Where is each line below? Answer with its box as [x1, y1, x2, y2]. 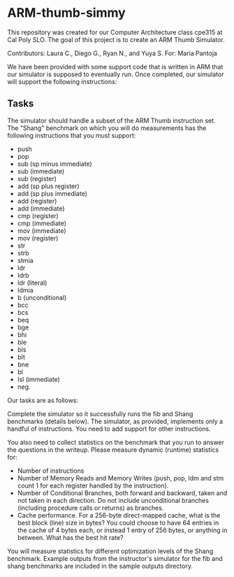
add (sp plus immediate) [17, 189, 87, 197]
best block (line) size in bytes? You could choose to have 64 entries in [17, 518, 219, 527]
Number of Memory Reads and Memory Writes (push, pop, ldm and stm [17, 473, 224, 482]
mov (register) [17, 234, 59, 242]
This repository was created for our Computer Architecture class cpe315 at [7, 28, 223, 36]
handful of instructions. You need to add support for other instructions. [7, 425, 211, 433]
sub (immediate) [17, 166, 65, 176]
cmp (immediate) [17, 219, 67, 227]
